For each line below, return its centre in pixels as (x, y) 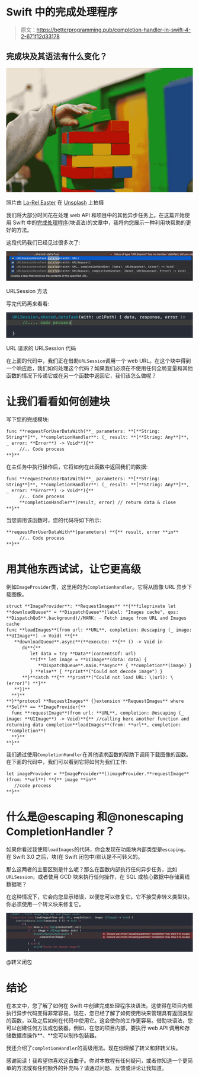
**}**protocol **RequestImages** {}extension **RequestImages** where (95, 701)
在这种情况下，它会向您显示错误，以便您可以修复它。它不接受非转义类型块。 (99, 897)
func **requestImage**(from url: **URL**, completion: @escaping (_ (98, 713)
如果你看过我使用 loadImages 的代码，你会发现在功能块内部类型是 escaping (95, 849)
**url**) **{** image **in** (60, 780)
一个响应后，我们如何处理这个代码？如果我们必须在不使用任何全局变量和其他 (99, 368)
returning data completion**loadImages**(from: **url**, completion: (94, 725)
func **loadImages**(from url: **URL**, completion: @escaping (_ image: (99, 630)
